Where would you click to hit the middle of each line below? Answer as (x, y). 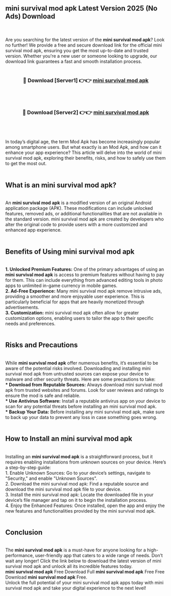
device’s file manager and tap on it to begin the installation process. (76, 500)
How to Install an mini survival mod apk (69, 439)
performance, (20, 556)
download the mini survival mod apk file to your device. (63, 489)
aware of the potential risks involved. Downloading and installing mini (78, 368)
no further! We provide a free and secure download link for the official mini (84, 45)
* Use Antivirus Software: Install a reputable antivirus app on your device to (86, 401)
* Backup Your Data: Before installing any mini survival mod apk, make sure (85, 412)
